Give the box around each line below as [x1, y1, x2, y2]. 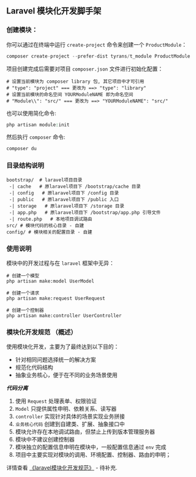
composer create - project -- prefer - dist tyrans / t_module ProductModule [6, 53, 190, 59]
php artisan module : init [6, 121, 70, 128]
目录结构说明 [6, 161, 45, 170]
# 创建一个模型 [6, 272, 40, 279]
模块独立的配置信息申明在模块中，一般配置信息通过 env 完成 [15, 443, 167, 451]
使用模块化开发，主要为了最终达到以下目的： [6, 343, 119, 351]
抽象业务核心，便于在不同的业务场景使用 [15, 372, 118, 379]
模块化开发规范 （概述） [6, 327, 77, 336]
